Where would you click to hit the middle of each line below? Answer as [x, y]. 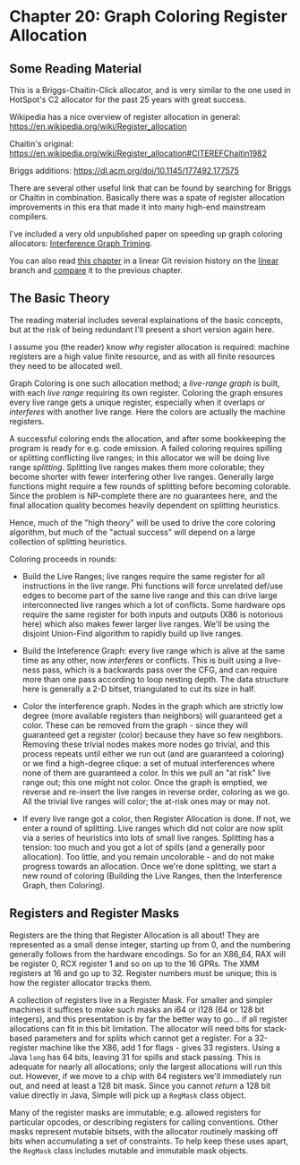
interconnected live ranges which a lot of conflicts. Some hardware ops [154, 604]
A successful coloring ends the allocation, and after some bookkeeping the [148, 438]
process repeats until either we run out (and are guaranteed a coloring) [153, 753]
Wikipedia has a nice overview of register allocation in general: [125, 117]
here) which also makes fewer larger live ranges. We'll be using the [146, 623]
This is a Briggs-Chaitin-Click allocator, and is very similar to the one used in [150, 90]
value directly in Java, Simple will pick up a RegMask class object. [128, 1095]
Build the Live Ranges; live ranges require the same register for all [144, 576]
